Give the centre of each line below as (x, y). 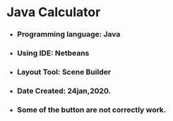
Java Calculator (54, 12)
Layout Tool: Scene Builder (64, 72)
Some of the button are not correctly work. (91, 110)
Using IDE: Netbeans (53, 53)
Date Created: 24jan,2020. (64, 91)
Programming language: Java (68, 34)
